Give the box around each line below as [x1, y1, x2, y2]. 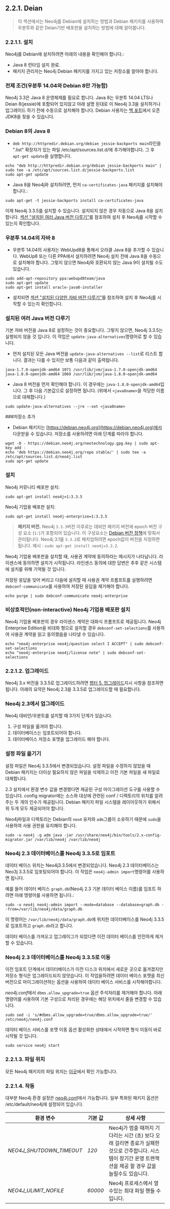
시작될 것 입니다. [5, 1033, 38, 1039]
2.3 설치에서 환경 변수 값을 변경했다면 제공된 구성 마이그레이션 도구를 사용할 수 [5, 786, 160, 792]
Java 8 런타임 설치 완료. [12, 62, 61, 68]
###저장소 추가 [5, 414, 35, 420]
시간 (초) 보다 [123, 1132, 154, 1139]
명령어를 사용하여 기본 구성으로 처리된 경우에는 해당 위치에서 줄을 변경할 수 [5, 996, 153, 1002]
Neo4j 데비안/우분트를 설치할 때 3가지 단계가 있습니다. [5, 713, 113, 719]
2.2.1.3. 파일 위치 [5, 1056, 46, 1063]
